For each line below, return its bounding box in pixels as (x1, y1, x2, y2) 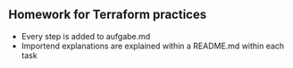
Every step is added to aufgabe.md (21, 30, 151, 41)
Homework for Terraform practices (8, 7, 207, 22)
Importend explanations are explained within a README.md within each (21, 40, 285, 51)
